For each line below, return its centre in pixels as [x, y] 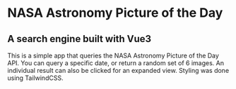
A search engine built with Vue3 [79, 39]
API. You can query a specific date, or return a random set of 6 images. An [116, 63]
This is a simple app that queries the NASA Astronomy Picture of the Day [113, 55]
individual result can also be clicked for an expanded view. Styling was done [118, 70]
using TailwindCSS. [35, 78]
